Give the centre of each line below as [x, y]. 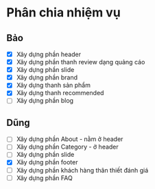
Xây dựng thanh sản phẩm [53, 85]
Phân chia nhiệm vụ [63, 13]
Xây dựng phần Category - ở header [68, 147]
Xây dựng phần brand [47, 77]
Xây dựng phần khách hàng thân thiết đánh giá [82, 170]
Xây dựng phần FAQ [44, 178]
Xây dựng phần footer [47, 162]
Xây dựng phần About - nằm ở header [70, 139]
